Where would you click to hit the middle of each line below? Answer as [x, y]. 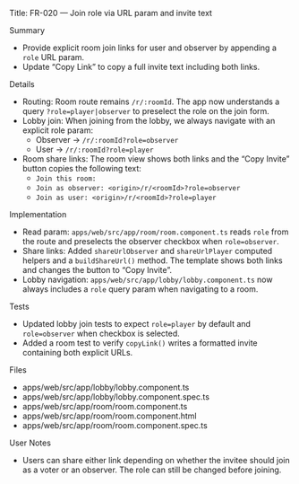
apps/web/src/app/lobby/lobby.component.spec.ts [116, 397]
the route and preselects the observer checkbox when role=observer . [150, 241]
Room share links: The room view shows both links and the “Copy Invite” [156, 159]
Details [22, 84]
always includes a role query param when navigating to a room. [140, 289]
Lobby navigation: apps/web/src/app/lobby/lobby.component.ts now [147, 279]
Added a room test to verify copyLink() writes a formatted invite [140, 343]
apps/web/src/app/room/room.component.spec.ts [115, 425]
